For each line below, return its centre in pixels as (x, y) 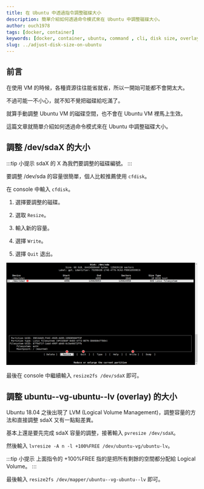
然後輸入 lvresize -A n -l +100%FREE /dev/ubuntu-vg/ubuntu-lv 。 (90, 446)
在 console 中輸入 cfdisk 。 (40, 189)
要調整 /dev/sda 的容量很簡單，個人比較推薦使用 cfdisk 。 (78, 176)
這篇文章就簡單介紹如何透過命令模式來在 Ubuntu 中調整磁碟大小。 (89, 126)
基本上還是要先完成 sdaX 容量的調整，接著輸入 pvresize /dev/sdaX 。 (93, 433)
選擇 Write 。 (31, 241)
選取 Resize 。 (32, 215)
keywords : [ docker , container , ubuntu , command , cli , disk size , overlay (103, 39)
